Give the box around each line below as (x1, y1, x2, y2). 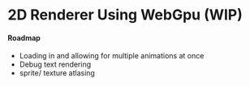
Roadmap (7, 32, 41, 42)
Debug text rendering (19, 59, 92, 70)
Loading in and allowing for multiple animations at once (19, 51, 205, 61)
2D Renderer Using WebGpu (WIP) (7, 6, 243, 24)
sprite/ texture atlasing (19, 68, 95, 78)
